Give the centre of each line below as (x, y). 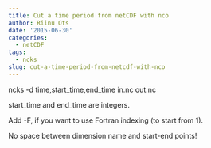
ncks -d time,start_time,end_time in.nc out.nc (82, 89)
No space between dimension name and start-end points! (103, 135)
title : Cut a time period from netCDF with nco (89, 15)
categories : (28, 38)
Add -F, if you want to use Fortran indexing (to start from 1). (106, 120)
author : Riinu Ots (39, 23)
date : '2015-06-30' (41, 30)
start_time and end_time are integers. (69, 104)
